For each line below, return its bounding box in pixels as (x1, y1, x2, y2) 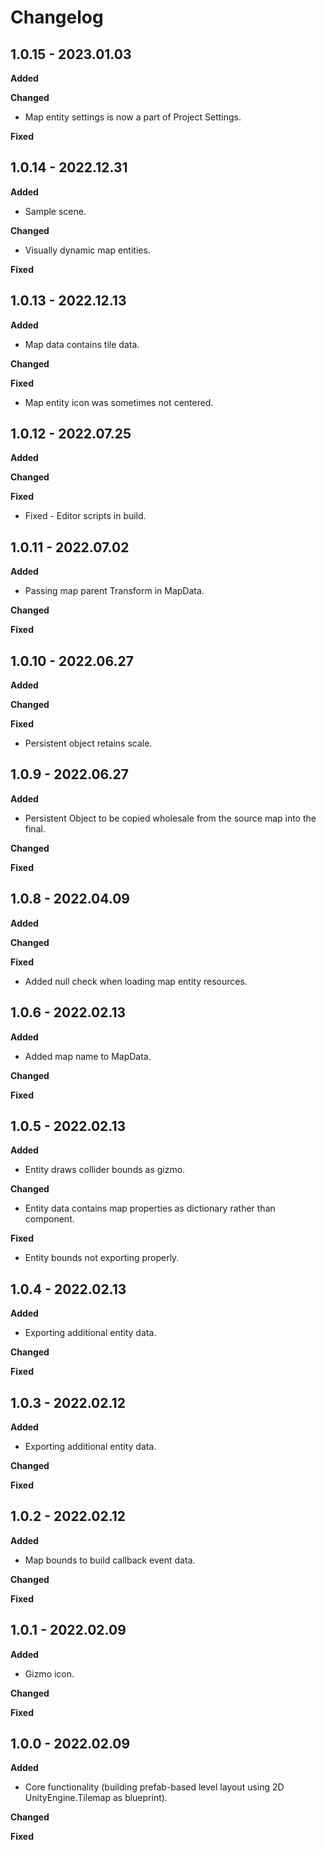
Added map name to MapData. (24, 1050, 152, 1062)
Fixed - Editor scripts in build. (24, 510, 147, 522)
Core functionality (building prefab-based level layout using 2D (24, 1781, 285, 1793)
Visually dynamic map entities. (24, 244, 151, 256)
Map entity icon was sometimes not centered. (24, 396, 214, 408)
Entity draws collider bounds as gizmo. (24, 1164, 186, 1176)
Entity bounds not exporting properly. (24, 1252, 180, 1264)
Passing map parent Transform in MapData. (24, 585, 205, 597)
